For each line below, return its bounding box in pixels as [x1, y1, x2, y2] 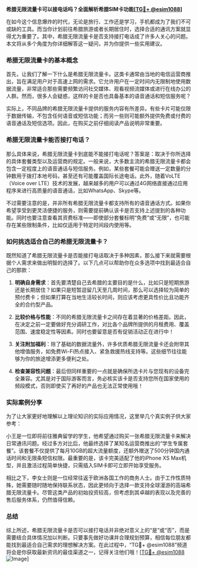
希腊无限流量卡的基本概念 [6, 56, 79, 64]
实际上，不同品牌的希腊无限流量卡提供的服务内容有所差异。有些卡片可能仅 [6, 105, 186, 112]
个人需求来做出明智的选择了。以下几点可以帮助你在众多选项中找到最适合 [11, 259, 186, 266]
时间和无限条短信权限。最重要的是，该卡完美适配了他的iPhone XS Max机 [11, 454, 186, 462]
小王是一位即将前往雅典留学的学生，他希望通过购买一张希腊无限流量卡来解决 [6, 433, 191, 440]
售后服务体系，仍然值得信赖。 [6, 496, 78, 504]
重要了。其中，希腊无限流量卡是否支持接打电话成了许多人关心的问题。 [21, 33, 191, 40]
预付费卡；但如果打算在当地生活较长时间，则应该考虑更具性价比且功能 [14, 293, 185, 301]
